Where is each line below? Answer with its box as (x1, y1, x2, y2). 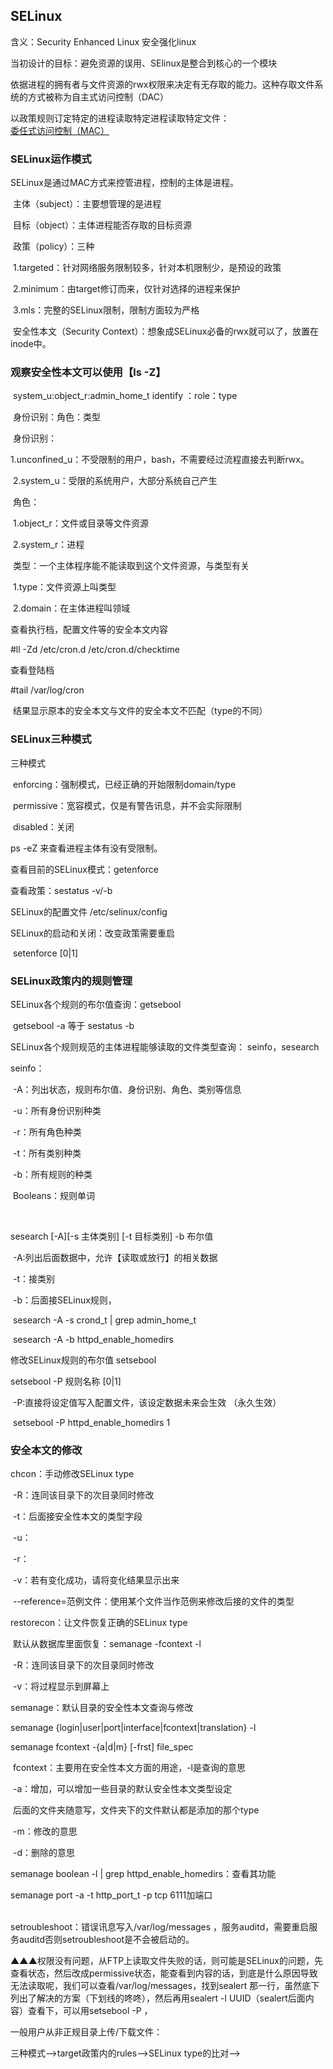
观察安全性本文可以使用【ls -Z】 (10, 365, 167, 379)
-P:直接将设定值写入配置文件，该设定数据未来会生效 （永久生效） (12, 1397, 282, 1408)
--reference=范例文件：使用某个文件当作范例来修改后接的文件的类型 (12, 1595, 295, 1608)
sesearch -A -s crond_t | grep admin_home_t (12, 1314, 197, 1326)
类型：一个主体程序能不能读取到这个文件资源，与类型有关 (12, 560, 250, 572)
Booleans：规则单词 (12, 1190, 96, 1201)
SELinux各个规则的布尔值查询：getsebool (10, 999, 182, 1010)
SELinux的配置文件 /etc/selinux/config (10, 905, 168, 918)
